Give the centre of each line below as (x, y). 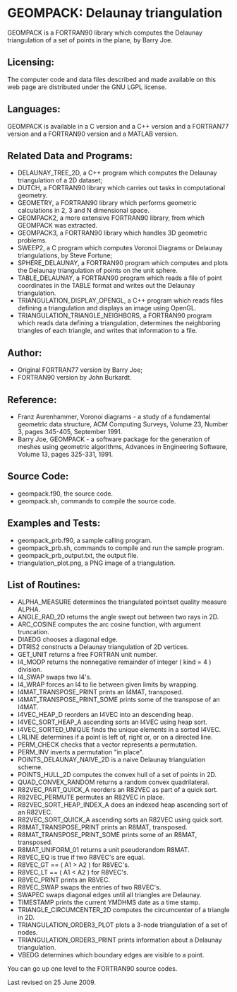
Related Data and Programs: (70, 156)
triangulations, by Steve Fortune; (65, 255)
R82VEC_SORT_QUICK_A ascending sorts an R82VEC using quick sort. (120, 820)
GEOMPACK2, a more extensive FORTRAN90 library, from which (111, 218)
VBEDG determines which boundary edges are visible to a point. (111, 955)
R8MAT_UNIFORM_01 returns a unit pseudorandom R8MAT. (103, 850)
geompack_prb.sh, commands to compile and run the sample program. (121, 548)
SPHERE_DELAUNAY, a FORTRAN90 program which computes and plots (123, 263)
